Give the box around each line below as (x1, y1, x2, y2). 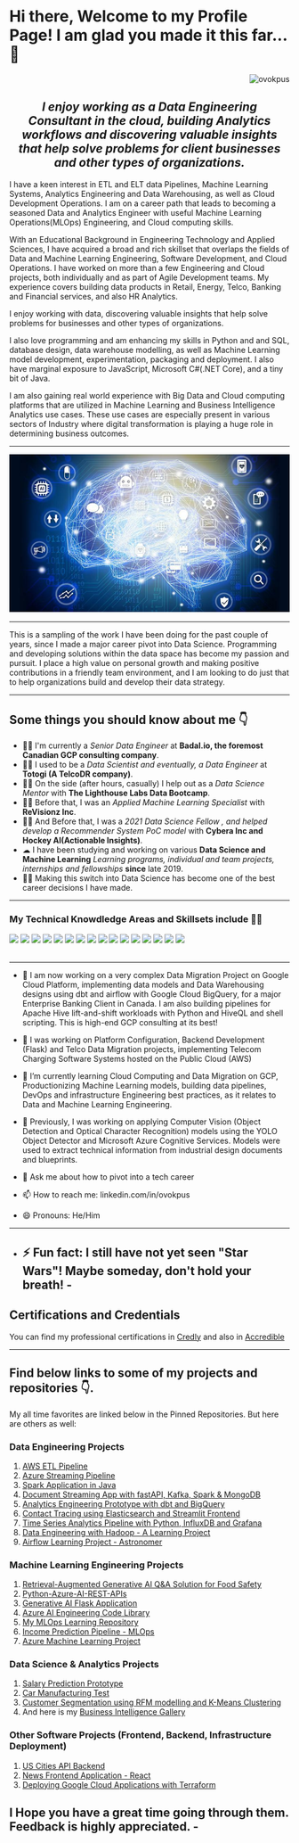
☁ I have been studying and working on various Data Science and (21, 844, 266, 855)
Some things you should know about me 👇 (9, 712, 248, 728)
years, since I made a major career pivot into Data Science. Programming (9, 639, 278, 650)
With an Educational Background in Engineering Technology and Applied (9, 234, 276, 244)
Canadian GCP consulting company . (21, 750, 159, 761)
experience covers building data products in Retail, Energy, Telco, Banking (9, 281, 282, 292)
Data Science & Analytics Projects (9, 1658, 160, 1671)
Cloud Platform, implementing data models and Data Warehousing (21, 979, 264, 990)
